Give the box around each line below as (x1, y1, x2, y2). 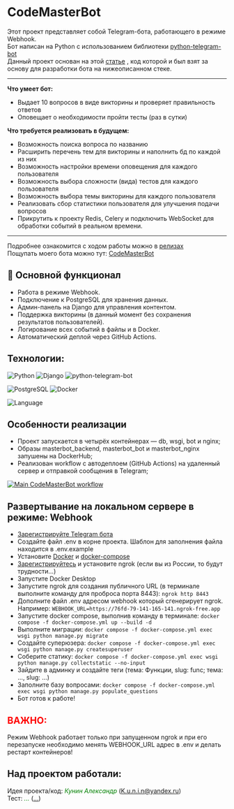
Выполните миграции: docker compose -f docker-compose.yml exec (17, 625, 213, 634)
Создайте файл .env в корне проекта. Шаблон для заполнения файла (17, 537, 223, 546)
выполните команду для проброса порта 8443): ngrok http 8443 (17, 590, 209, 598)
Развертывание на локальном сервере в (7, 500, 194, 512)
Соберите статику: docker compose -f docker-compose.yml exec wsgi (17, 653, 219, 661)
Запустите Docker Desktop (17, 574, 96, 583)
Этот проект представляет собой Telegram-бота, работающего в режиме (7, 27, 226, 36)
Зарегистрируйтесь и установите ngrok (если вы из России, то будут (17, 560, 223, 568)
